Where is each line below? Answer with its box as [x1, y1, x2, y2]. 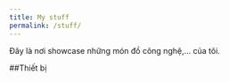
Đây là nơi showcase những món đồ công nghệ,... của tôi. [9, 45, 221, 56]
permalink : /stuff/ [9, 21, 82, 30]
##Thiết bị [9, 63, 47, 73]
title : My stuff [9, 12, 70, 22]
